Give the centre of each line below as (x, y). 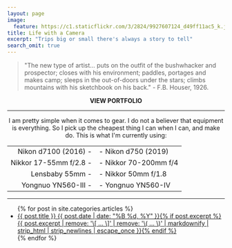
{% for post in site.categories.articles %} (75, 209)
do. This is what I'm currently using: (116, 135)
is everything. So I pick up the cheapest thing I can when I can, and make (116, 128)
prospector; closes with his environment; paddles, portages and (115, 73)
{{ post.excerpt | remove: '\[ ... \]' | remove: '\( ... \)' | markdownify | (113, 223)
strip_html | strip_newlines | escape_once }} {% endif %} (97, 231)
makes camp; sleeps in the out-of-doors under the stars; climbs (115, 80)
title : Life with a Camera (46, 33)
